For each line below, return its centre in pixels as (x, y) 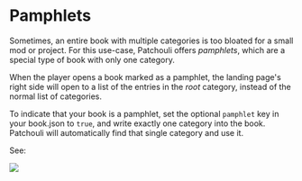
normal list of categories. (55, 96)
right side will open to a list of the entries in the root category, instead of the (150, 86)
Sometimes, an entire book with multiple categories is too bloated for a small (151, 41)
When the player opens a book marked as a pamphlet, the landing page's (145, 77)
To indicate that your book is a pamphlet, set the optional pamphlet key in (144, 113)
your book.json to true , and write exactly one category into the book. (137, 123)
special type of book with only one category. (92, 59)
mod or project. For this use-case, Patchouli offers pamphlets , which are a (147, 50)
